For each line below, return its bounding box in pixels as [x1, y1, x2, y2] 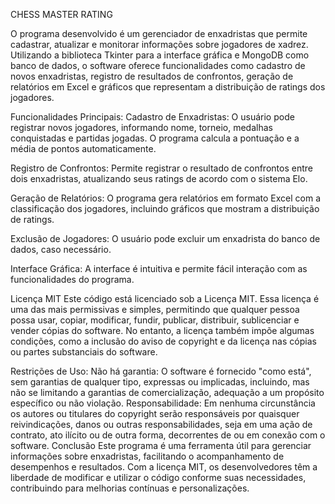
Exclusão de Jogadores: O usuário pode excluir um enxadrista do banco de [10, 233, 321, 244]
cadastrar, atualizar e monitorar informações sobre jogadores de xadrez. [10, 39, 309, 50]
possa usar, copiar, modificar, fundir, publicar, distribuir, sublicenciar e [10, 314, 300, 326]
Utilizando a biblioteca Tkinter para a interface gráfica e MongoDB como [10, 49, 310, 61]
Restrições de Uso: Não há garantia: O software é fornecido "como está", [10, 365, 312, 377]
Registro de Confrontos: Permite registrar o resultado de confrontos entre [10, 162, 313, 174]
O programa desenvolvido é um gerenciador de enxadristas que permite [10, 28, 308, 39]
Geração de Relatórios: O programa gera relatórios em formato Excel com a [10, 192, 322, 204]
